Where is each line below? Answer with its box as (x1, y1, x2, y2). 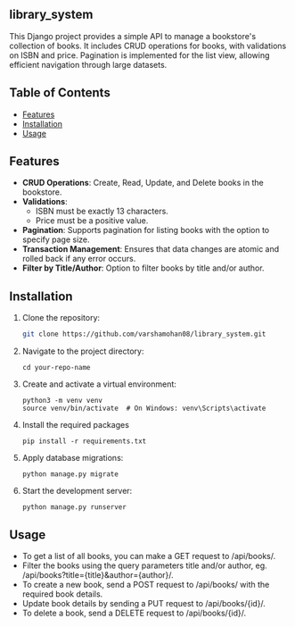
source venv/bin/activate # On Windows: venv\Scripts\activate (21, 404, 266, 414)
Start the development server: (21, 486, 133, 497)
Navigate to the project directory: (21, 346, 144, 356)
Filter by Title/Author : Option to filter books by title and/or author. (21, 263, 265, 273)
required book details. (21, 589, 103, 599)
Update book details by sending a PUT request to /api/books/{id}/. (21, 598, 266, 608)
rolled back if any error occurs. (21, 254, 136, 264)
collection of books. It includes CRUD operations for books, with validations (9, 40, 287, 51)
